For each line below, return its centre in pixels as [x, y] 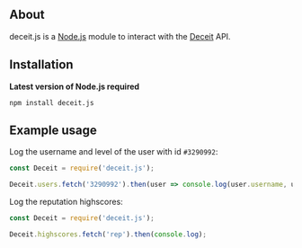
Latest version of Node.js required [75, 86]
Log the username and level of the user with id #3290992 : [114, 152]
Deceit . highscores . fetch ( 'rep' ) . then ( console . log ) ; [108, 235]
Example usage [53, 131]
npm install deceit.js [52, 102]
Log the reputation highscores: [66, 202]
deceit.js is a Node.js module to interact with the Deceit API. [120, 36]
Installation [41, 65]
